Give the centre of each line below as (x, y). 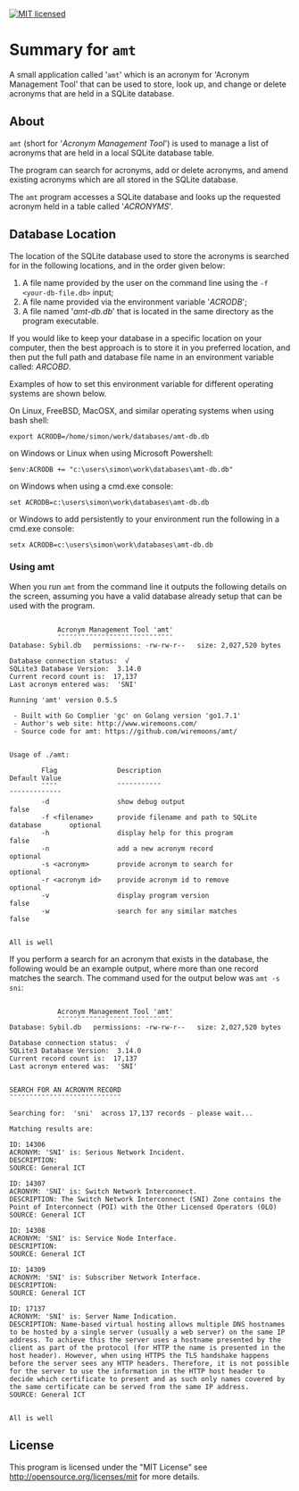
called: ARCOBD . (40, 366)
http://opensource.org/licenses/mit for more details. (104, 1476)
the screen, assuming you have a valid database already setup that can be (146, 596)
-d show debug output (113, 801)
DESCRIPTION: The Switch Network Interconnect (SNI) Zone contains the (145, 1199)
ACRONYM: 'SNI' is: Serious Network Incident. (97, 1152)
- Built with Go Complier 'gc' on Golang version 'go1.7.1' (127, 716)
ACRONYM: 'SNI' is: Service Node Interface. (93, 1238)
